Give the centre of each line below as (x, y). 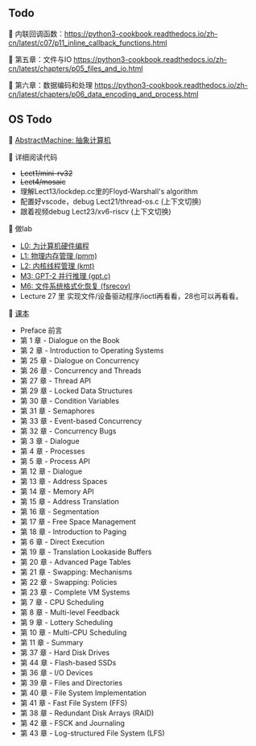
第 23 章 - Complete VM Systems (75, 592)
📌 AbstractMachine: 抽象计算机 (60, 139)
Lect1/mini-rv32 (46, 173)
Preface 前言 (41, 330)
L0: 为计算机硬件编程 (55, 246)
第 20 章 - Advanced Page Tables (75, 562)
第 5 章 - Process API (55, 461)
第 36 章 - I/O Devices (56, 673)
